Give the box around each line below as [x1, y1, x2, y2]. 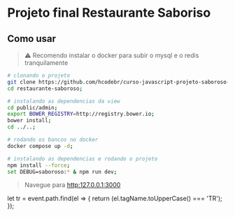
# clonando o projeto [7, 72, 71, 79]
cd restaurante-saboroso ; [7, 85, 83, 92]
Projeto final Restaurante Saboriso [7, 5, 211, 21]
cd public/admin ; [7, 104, 58, 111]
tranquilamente [24, 59, 69, 67]
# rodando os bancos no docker [7, 136, 99, 143]
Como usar [7, 33, 57, 45]
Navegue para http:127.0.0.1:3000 [24, 181, 121, 189]
